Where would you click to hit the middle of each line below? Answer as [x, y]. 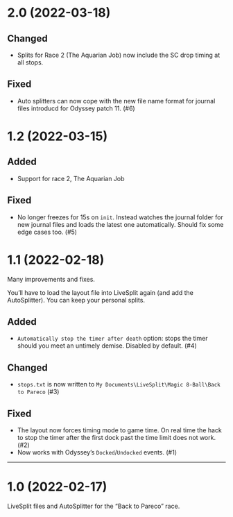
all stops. [30, 62]
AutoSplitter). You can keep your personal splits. [76, 300]
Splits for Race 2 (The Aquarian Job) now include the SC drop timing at [119, 55]
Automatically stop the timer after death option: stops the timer [112, 339]
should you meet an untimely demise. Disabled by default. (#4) [107, 346]
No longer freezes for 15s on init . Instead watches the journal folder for [120, 217]
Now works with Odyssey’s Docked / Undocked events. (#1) [97, 452]
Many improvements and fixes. [51, 279]
